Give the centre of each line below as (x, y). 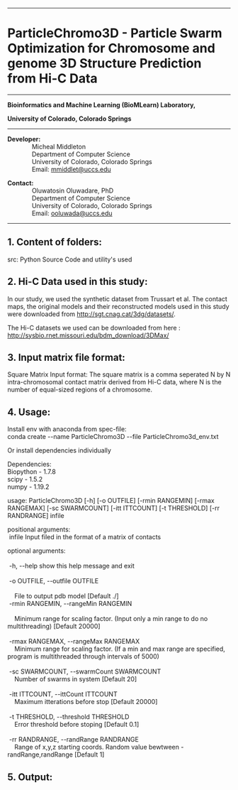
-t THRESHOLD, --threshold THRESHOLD (69, 717)
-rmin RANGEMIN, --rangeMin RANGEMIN (70, 604)
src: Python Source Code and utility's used (70, 259)
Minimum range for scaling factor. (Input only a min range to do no (111, 619)
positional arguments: (39, 529)
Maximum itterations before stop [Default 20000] (86, 702)
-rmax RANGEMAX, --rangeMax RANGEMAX (74, 642)
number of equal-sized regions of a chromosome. (80, 390)
